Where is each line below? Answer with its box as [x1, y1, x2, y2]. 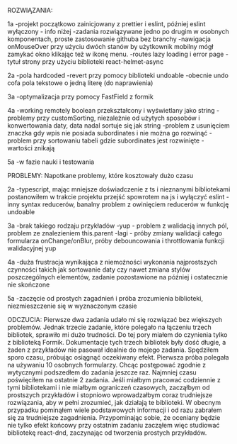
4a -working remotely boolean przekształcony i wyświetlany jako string [7, 106, 215, 114]
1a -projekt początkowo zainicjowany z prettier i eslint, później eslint [7, 20, 206, 28]
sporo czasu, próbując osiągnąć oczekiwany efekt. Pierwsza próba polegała [7, 353, 229, 361]
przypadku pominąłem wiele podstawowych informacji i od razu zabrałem [7, 406, 223, 414]
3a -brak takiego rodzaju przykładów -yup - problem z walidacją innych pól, [7, 221, 229, 230]
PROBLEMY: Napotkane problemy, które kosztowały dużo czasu [7, 172, 194, 179]
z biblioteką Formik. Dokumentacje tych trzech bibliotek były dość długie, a [7, 338, 226, 346]
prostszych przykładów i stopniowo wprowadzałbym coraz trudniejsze [7, 391, 213, 399]
